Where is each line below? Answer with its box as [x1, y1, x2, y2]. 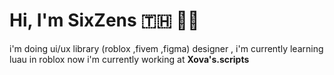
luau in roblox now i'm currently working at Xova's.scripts [9, 53, 250, 65]
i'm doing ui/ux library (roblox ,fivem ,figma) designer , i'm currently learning [9, 42, 324, 54]
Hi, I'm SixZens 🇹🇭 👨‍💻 [9, 9, 200, 32]
